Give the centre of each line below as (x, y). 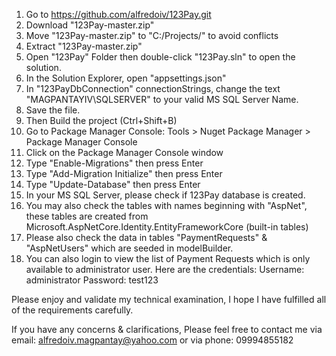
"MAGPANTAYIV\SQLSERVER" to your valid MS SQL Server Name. (162, 99)
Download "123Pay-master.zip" (90, 25)
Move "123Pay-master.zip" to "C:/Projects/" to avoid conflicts (152, 35)
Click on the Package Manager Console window (124, 152)
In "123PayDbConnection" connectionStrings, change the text (153, 88)
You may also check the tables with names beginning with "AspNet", (166, 205)
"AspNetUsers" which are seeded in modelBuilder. (129, 248)
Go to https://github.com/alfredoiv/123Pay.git (118, 14)
